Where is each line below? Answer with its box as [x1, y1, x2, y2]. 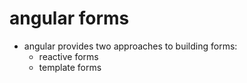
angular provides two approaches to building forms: [23, 40, 238, 52]
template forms [38, 61, 102, 73]
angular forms [9, 7, 130, 30]
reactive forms [38, 50, 99, 62]
